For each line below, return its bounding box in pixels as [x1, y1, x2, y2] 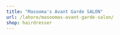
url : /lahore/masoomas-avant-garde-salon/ [6, 14, 114, 20]
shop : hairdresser [6, 20, 52, 26]
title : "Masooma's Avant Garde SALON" [6, 8, 103, 15]
